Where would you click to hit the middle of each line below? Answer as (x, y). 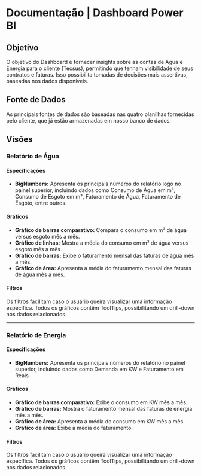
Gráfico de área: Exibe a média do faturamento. (74, 428)
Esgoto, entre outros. (41, 203)
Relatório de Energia (36, 335)
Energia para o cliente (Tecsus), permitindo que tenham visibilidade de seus (100, 68)
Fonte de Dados (36, 100)
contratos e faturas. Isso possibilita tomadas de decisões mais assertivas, (97, 74)
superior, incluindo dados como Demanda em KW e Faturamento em (99, 369)
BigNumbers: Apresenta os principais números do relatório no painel (100, 362)
